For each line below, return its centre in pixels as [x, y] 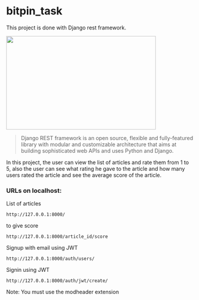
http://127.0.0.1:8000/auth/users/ [50, 259]
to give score [22, 226]
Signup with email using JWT [42, 248]
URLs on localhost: [34, 190]
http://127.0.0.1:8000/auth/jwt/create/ [57, 281]
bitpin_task [34, 11]
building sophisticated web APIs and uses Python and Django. [97, 150]
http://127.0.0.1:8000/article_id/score [57, 237]
